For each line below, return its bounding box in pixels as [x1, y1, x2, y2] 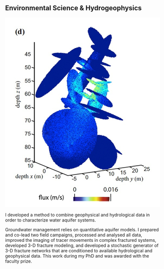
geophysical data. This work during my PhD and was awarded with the [5, 253, 150, 259]
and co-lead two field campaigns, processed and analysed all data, [5, 232, 143, 238]
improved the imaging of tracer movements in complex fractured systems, [5, 237, 157, 243]
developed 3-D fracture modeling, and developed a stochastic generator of [5, 242, 159, 248]
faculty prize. [5, 258, 32, 264]
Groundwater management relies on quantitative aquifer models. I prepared [5, 226, 159, 232]
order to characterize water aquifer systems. [5, 217, 96, 223]
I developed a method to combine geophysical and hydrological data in [5, 212, 150, 218]
